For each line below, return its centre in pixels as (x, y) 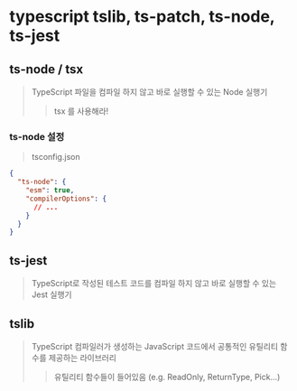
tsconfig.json (56, 157)
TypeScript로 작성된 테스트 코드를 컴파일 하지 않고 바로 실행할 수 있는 (154, 284)
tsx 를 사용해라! (81, 111)
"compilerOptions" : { (66, 199)
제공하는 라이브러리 (83, 358)
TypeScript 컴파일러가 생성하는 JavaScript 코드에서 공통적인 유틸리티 (154, 346)
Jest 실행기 (51, 294)
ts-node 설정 (37, 136)
